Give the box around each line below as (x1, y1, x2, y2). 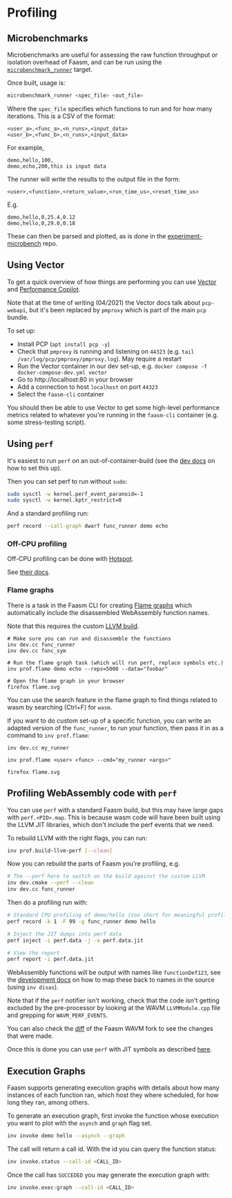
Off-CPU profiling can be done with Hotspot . (7, 555, 134, 563)
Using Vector (7, 259, 65, 271)
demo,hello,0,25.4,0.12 (7, 213, 76, 220)
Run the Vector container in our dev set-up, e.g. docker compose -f (17, 361, 207, 370)
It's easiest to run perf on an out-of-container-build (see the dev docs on (7, 456, 215, 464)
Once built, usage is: (7, 79, 66, 87)
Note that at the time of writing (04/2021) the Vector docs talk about (7, 298, 201, 307)
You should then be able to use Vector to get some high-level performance (7, 403, 220, 412)
